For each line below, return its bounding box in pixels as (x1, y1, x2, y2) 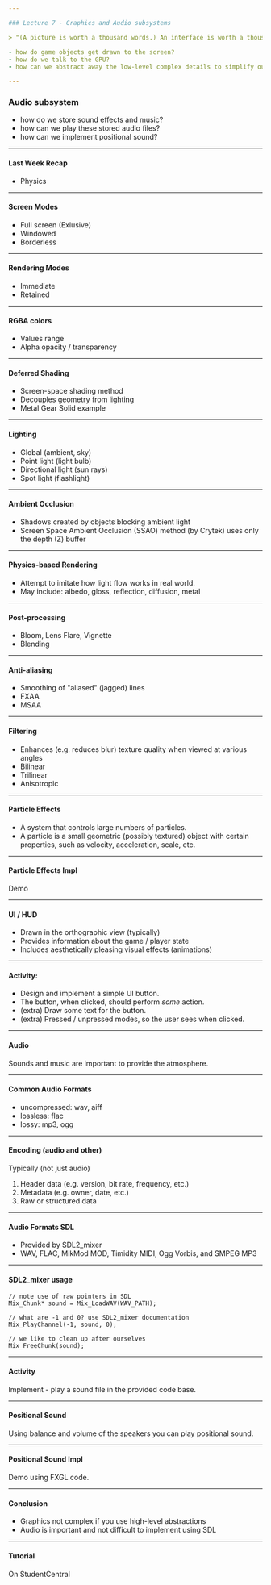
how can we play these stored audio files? (19, 123, 161, 133)
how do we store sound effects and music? (19, 115, 164, 125)
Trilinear (19, 770, 48, 779)
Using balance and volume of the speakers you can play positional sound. (8, 1429, 254, 1438)
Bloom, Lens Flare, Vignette (19, 631, 112, 640)
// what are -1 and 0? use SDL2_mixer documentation (8, 1314, 190, 1322)
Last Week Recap (8, 158, 68, 168)
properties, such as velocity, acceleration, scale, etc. (19, 840, 196, 849)
